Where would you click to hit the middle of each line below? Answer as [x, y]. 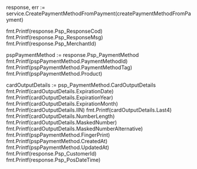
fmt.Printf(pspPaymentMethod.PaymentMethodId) [67, 61]
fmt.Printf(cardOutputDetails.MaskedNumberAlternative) [75, 129]
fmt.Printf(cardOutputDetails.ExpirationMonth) [62, 104]
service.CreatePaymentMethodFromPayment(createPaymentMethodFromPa [99, 13]
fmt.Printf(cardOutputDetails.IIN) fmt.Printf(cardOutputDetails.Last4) [89, 110]
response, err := [26, 7]
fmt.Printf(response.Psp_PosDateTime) [53, 160]
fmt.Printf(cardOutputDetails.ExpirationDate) [60, 91]
